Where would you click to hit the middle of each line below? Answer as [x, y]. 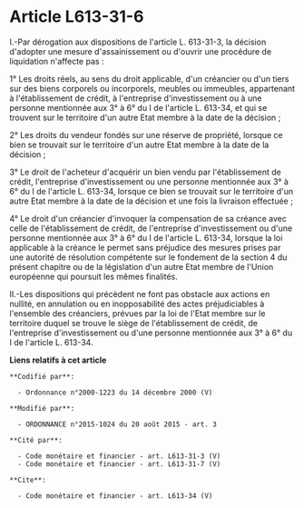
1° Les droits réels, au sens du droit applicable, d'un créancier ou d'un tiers [149, 78]
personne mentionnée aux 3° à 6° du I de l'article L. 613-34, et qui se [138, 107]
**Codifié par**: [42, 376]
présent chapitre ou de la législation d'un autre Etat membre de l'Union [142, 266]
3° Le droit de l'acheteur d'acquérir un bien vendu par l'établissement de [145, 172]
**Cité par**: [36, 440]
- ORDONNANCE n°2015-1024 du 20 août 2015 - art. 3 [118, 424]
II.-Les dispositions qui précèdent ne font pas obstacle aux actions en [140, 294]
